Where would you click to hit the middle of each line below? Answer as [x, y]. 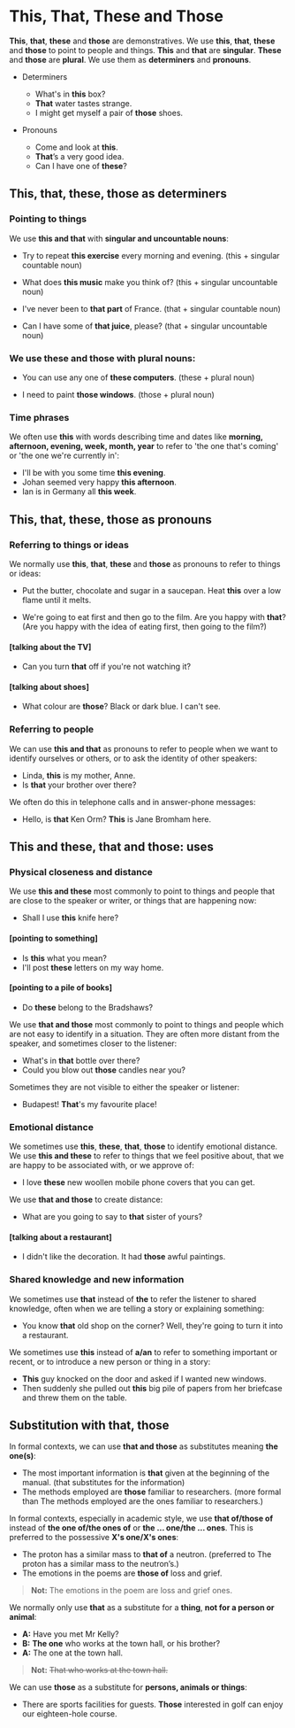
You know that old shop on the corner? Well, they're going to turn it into [152, 1325]
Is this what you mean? [64, 957]
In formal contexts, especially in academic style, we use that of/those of [141, 1519]
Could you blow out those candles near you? [103, 1070]
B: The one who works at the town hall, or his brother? [121, 1644]
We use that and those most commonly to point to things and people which [147, 1024]
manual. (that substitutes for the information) [103, 1483]
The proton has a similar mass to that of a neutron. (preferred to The [147, 1554]
